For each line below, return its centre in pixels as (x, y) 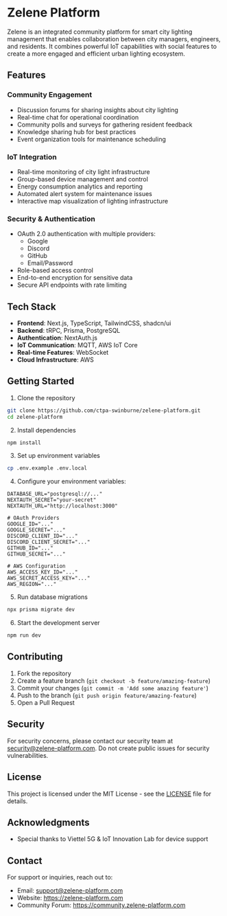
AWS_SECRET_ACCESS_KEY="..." (49, 578)
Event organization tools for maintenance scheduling (92, 139)
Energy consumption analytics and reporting (80, 186)
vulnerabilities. (28, 755)
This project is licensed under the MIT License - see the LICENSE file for (109, 794)
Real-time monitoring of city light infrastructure (83, 172)
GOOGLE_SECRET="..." (37, 530)
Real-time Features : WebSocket (63, 353)
